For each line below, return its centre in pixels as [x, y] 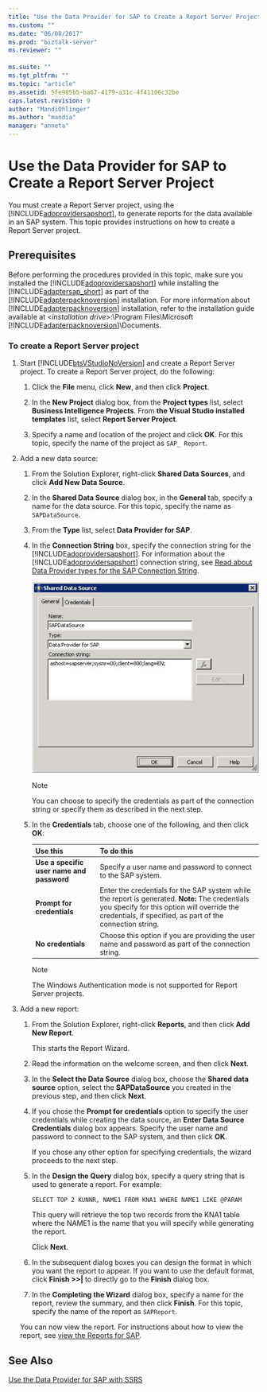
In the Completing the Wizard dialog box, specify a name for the [137, 1295]
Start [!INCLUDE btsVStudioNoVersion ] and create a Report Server [128, 363]
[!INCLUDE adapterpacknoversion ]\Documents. [85, 325]
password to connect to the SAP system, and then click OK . [130, 1137]
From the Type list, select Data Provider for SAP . [112, 530]
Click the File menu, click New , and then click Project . [120, 387]
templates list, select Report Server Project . [104, 419]
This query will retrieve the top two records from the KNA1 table [136, 1215]
